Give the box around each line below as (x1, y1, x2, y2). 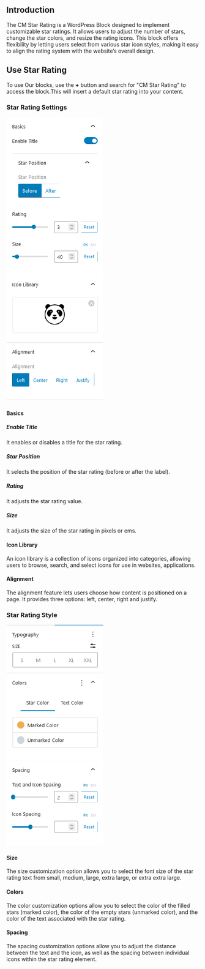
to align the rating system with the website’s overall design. (6, 47, 155, 54)
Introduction (6, 5, 55, 15)
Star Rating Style (6, 610, 58, 619)
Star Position (6, 453, 40, 460)
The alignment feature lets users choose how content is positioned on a (6, 589, 187, 596)
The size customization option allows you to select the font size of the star (6, 867, 194, 875)
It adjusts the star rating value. (6, 498, 83, 505)
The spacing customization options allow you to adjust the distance (6, 942, 176, 949)
